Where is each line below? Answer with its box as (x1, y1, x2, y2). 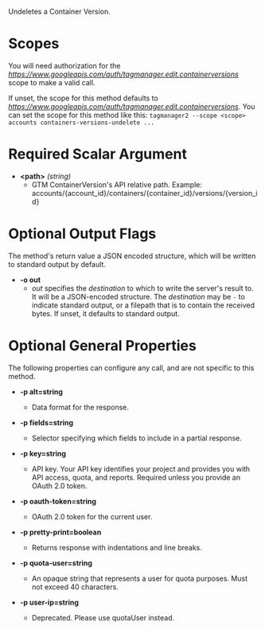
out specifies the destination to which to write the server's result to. (31, 283, 254, 293)
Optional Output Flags (8, 225, 157, 243)
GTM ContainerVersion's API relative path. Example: (31, 179, 203, 190)
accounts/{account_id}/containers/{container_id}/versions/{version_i (31, 188, 258, 198)
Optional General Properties (8, 337, 197, 354)
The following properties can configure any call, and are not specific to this (8, 362, 255, 373)
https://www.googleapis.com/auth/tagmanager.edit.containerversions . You (8, 101, 255, 111)
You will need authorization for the (8, 61, 121, 70)
